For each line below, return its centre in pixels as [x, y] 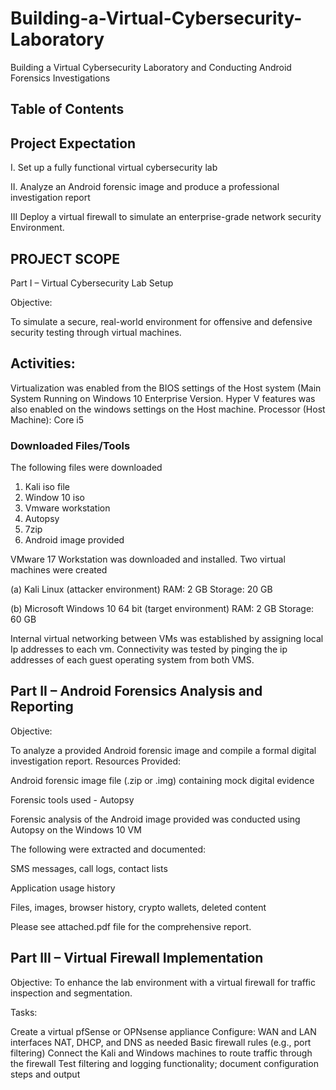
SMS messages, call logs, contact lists [89, 868]
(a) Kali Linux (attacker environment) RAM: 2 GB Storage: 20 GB [141, 589]
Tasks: [24, 1012]
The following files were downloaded [86, 468]
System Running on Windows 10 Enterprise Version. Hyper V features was [163, 398]
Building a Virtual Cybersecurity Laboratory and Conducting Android [151, 67]
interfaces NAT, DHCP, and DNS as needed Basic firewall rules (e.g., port [161, 1042]
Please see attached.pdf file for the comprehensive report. [131, 926]
